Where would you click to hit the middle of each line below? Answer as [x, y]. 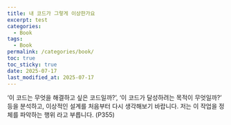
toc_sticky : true [32, 65]
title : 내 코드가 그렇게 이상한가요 [51, 13]
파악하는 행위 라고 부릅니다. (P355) [67, 115]
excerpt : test [28, 20]
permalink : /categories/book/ [51, 52]
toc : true [21, 58]
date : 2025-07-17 [32, 71]
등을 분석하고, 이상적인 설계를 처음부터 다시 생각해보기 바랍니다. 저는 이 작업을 [112, 106]
